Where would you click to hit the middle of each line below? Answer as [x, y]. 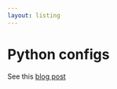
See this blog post [37, 76]
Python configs [58, 54]
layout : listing [34, 15]
